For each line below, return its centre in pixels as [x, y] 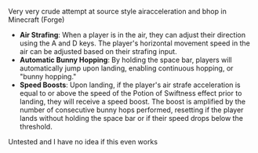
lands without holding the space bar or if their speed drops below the [131, 118]
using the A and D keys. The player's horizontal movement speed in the [135, 43]
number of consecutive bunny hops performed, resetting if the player [131, 110]
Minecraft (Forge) [36, 20]
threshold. [36, 126]
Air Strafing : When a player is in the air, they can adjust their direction [132, 35]
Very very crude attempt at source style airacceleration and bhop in [118, 11]
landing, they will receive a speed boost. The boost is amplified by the [132, 102]
